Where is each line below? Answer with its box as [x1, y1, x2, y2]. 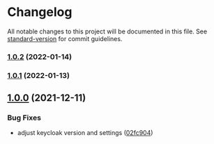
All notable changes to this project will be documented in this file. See [7, 27, 208, 35]
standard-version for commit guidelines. [7, 34, 123, 42]
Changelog [7, 4, 72, 20]
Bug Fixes [7, 113, 42, 122]
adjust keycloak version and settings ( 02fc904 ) [17, 129, 153, 137]
